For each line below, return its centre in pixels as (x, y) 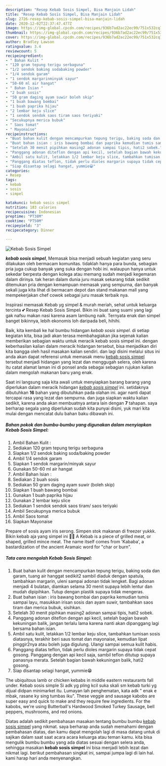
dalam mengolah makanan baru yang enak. (49, 372)
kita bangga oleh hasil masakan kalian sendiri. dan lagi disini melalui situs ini (83, 351)
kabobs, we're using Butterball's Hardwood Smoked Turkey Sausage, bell (80, 706)
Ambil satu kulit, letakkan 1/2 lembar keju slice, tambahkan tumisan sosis (86, 633)
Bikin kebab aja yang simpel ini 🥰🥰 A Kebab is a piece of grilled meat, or (78, 536)
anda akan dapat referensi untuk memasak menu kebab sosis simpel (75, 356)
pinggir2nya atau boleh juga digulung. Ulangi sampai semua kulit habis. (85, 644)
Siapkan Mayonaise (33, 521)
